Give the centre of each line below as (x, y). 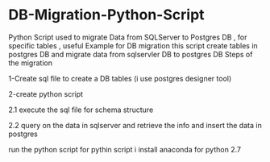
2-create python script (46, 93)
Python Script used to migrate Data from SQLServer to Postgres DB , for (128, 37)
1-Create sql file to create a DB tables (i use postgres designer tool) (120, 78)
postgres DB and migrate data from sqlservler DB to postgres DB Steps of (131, 54)
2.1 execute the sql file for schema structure (81, 110)
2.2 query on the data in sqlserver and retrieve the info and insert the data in (135, 125)
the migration (30, 63)
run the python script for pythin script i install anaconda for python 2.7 (125, 149)
